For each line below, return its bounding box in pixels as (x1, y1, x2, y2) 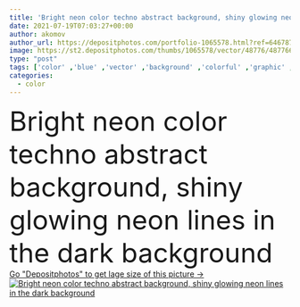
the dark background (9, 236, 273, 270)
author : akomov (9, 29, 66, 38)
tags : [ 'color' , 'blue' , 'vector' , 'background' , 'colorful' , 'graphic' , (9, 63, 294, 72)
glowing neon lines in (9, 203, 276, 236)
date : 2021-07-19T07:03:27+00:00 (9, 21, 134, 30)
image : (9, 46, 34, 55)
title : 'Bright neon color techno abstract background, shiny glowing (9, 12, 278, 22)
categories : (9, 71, 54, 80)
